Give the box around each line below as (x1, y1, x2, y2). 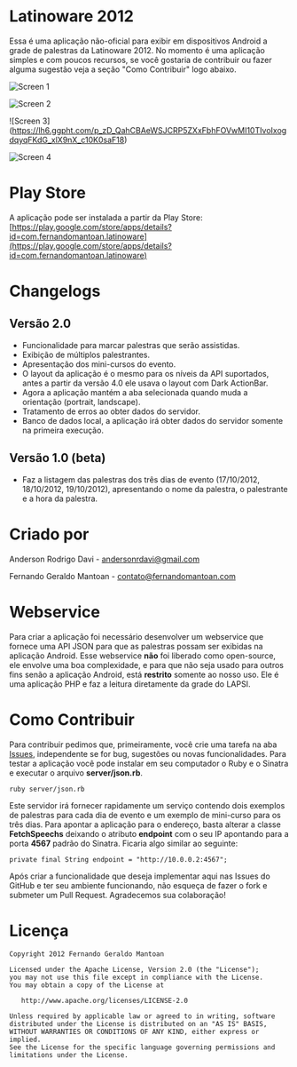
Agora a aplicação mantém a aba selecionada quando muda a (21, 386, 248, 397)
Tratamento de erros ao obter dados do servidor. (21, 406, 201, 417)
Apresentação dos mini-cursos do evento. (21, 358, 176, 370)
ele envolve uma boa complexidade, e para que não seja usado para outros (9, 659, 284, 670)
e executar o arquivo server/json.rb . (9, 767, 144, 778)
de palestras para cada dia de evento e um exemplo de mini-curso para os (9, 809, 281, 820)
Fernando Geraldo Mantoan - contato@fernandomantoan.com (9, 570, 237, 581)
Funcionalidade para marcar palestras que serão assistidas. (21, 339, 240, 350)
